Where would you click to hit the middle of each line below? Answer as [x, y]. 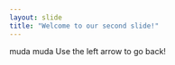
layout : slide [36, 17]
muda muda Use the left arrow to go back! [88, 51]
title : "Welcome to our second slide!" [84, 26]
